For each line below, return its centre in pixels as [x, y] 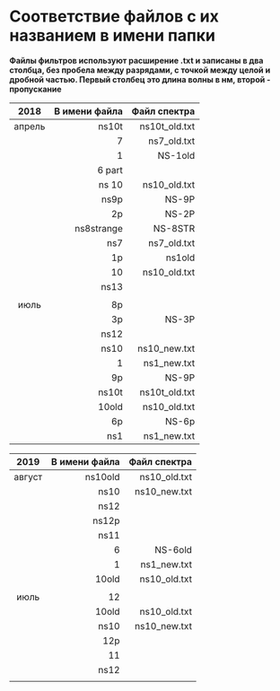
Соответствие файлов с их [114, 17]
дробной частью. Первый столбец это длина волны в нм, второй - [140, 79]
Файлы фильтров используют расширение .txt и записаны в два [136, 60]
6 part [110, 170]
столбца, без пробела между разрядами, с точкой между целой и [140, 70]
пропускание [35, 89]
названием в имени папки [112, 35]
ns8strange [99, 228]
